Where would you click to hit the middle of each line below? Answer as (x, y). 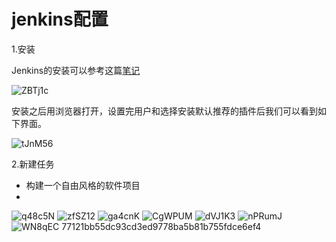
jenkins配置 (60, 19)
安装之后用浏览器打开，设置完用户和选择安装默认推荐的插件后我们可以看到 (164, 111)
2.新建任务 (33, 164)
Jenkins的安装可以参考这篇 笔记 (76, 70)
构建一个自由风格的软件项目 (83, 185)
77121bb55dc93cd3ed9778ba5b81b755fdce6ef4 (161, 226)
